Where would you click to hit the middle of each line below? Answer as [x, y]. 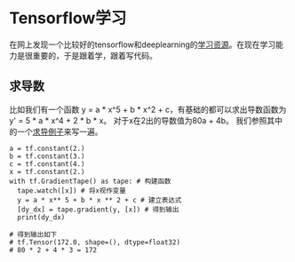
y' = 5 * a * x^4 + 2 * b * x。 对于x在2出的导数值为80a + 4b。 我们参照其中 [146, 120]
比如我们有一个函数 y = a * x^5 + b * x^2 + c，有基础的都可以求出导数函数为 [148, 109]
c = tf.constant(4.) [48, 164]
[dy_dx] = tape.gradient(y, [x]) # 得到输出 [98, 210]
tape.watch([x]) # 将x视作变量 [72, 191]
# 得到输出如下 [33, 234]
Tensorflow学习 [68, 18]
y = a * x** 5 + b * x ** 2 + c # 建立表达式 [100, 200]
